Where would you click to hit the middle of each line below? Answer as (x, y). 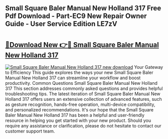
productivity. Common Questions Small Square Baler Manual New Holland (81, 83)
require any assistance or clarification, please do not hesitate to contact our (83, 126)
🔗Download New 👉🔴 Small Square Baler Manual (82, 45)
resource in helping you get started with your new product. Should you (78, 120)
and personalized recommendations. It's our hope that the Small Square (79, 110)
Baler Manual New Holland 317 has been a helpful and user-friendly (75, 115)
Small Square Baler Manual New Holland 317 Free (83, 8)
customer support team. (30, 131)
